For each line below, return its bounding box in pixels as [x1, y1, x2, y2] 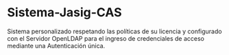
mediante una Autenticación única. [7, 41, 106, 50]
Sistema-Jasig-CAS [7, 5, 122, 20]
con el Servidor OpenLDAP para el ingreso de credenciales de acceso [7, 34, 204, 42]
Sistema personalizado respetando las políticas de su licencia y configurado [7, 27, 222, 35]
